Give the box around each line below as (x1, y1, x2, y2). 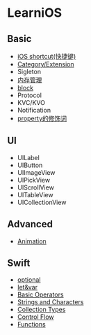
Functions (17, 320, 47, 329)
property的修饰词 (17, 114, 67, 122)
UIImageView (17, 168, 56, 176)
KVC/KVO (17, 99, 45, 106)
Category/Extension (17, 60, 74, 68)
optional (17, 276, 41, 284)
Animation (17, 236, 47, 245)
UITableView (17, 190, 53, 199)
